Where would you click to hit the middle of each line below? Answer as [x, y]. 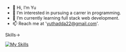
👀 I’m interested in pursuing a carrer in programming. [66, 13]
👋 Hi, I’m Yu [24, 8]
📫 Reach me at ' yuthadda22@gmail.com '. [56, 24]
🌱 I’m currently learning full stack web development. [66, 18]
